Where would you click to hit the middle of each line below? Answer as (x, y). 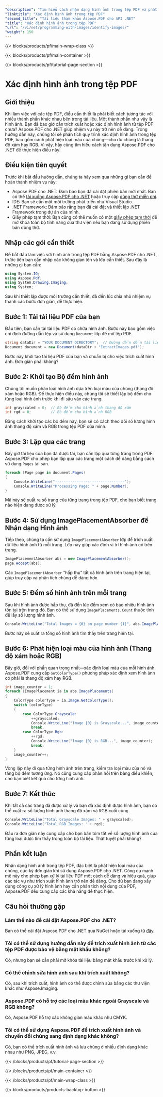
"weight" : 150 (19, 32)
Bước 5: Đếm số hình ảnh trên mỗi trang (66, 593)
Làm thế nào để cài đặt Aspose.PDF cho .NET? (61, 920)
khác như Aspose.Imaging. (32, 988)
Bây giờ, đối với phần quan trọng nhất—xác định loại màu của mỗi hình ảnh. (81, 668)
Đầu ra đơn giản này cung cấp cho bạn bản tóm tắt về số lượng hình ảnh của (81, 833)
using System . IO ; (23, 274)
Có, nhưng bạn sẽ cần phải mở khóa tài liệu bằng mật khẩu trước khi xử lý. (79, 960)
